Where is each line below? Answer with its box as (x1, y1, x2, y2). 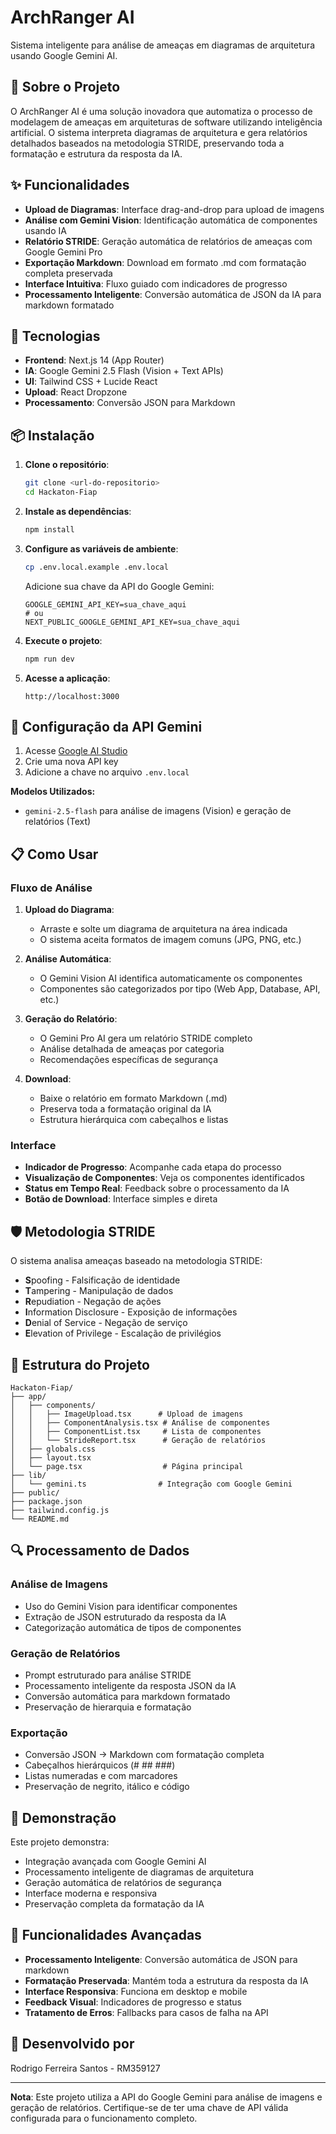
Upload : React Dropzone (24, 386, 128, 398)
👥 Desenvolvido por (10, 2036, 135, 2053)
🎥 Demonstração (10, 1809, 117, 1826)
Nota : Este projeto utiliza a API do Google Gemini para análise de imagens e (10, 2091, 323, 2103)
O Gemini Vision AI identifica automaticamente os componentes (39, 972, 303, 985)
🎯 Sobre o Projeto (10, 79, 121, 96)
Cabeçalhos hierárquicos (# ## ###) (24, 1759, 176, 1771)
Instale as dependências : (24, 505, 132, 517)
